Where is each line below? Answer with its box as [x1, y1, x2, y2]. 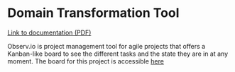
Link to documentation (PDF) [7, 28, 92, 37]
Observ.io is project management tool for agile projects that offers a [7, 42, 206, 50]
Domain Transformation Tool [7, 5, 180, 21]
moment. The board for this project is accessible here [7, 56, 165, 65]
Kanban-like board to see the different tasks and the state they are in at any [7, 49, 229, 58]
